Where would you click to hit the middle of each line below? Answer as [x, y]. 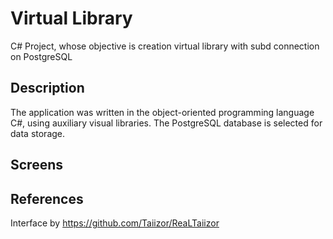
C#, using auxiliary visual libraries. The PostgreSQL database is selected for [166, 123]
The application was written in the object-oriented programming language [162, 112]
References [47, 198]
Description [47, 88]
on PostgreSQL [41, 56]
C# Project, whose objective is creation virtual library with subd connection [165, 46]
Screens [36, 165]
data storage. [38, 133]
